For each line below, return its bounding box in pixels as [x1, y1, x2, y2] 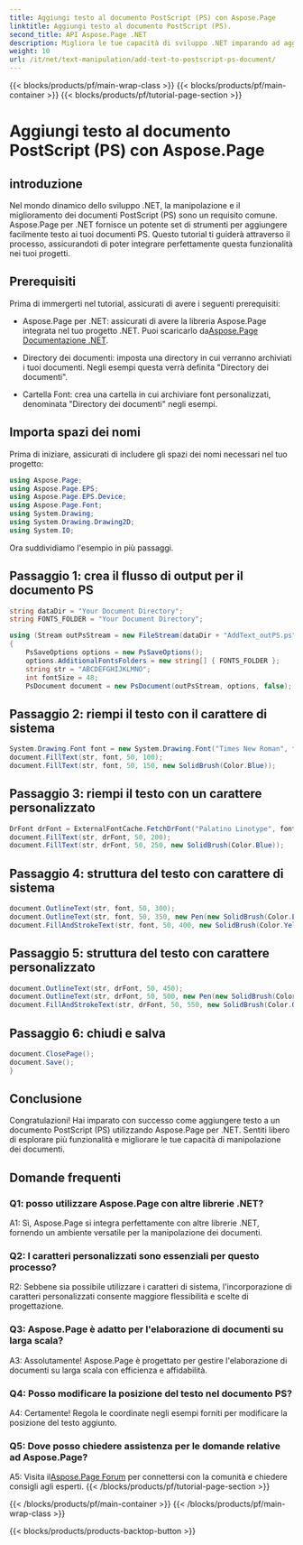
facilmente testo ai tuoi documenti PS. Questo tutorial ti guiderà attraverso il [9, 229, 290, 239]
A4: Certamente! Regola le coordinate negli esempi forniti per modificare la [9, 1408, 288, 1419]
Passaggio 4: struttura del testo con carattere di [9, 865, 284, 881]
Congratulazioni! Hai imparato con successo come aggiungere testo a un [9, 1115, 280, 1126]
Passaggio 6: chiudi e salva [9, 1025, 166, 1041]
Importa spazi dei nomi [9, 425, 142, 440]
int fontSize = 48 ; [25, 673, 99, 682]
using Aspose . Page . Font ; [9, 501, 103, 510]
